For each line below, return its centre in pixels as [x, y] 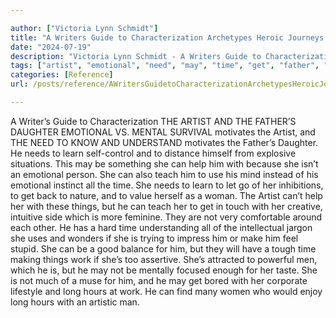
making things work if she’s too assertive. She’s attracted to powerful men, [164, 259]
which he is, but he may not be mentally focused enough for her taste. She [164, 270]
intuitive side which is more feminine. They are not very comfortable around [166, 217]
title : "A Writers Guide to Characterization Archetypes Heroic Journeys [167, 37]
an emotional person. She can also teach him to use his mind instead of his [164, 174]
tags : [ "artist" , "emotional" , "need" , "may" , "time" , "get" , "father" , [165, 66]
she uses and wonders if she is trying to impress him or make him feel [154, 238]
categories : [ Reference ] [62, 75]
